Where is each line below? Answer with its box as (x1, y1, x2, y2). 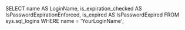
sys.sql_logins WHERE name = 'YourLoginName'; (5, 18, 125, 24)
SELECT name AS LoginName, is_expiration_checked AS (5, 5, 142, 12)
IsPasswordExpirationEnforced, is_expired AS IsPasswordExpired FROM (5, 11, 180, 18)
